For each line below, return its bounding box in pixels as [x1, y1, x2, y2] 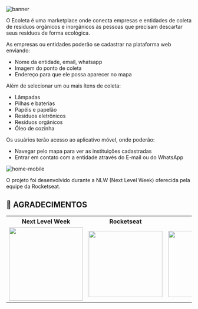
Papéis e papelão [14, 106, 57, 113]
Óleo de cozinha [14, 125, 55, 132]
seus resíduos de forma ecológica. [6, 29, 90, 36]
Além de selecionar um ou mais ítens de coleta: [6, 82, 121, 89]
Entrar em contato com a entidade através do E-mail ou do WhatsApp [14, 154, 184, 161]
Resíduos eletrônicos [14, 112, 66, 119]
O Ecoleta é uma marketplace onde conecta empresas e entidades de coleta [6, 17, 192, 23]
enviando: [6, 47, 31, 54]
